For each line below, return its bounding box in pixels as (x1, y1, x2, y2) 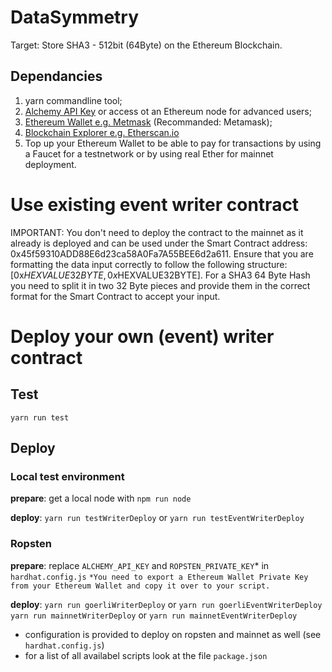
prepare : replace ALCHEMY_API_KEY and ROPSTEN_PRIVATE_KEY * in (10, 559, 270, 571)
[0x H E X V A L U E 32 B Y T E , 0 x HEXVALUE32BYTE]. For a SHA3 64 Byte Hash (10, 269, 311, 281)
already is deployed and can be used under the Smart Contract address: (10, 237, 308, 249)
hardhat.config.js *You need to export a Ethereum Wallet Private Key (10, 572, 309, 582)
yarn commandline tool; (24, 94, 123, 106)
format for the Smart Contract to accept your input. (10, 290, 221, 302)
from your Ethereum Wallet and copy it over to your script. (10, 581, 271, 591)
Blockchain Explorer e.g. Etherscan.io (24, 126, 180, 138)
